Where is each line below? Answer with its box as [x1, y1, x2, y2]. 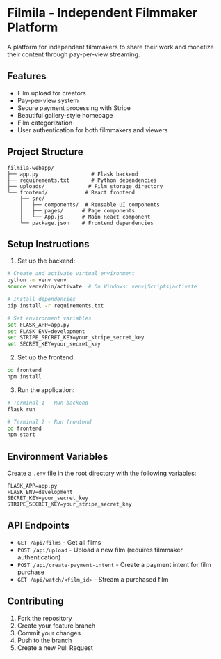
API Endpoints [7, 520, 70, 532]
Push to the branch [17, 636, 72, 644]
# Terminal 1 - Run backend [7, 399, 89, 406]
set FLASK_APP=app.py [7, 321, 70, 328]
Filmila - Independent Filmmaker [7, 5, 198, 21]
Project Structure [7, 146, 83, 158]
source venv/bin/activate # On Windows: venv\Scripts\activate [7, 284, 197, 290]
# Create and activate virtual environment [7, 270, 136, 277]
